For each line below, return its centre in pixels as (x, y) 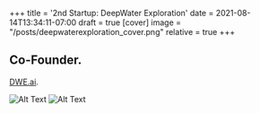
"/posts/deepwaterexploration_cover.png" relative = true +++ (122, 32)
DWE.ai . (24, 82)
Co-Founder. (46, 61)
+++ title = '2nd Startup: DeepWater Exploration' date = (112, 13)
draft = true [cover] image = (130, 22)
